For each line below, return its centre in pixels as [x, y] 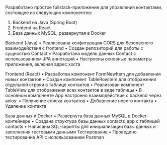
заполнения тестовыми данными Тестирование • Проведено [71, 132]
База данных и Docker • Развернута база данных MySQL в [68, 116]
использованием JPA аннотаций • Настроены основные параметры [78, 59]
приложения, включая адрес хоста [43, 64]
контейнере [18, 121]
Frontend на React [32, 28]
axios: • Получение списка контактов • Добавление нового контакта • [81, 101]
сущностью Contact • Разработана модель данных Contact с [71, 53]
